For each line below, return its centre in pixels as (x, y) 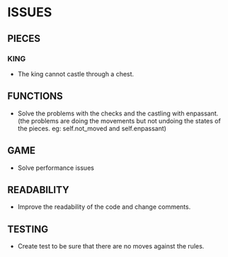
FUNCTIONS (35, 96)
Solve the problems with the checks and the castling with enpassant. (118, 113)
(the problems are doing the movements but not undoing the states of (119, 120)
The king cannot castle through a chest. (76, 74)
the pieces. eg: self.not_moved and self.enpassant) (92, 128)
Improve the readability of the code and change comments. (104, 207)
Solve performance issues (56, 168)
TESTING (28, 229)
